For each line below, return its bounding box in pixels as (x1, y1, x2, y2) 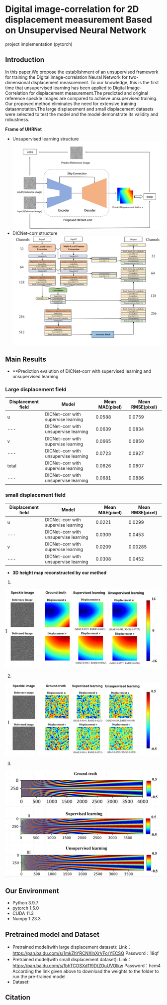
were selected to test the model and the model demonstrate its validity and (5, 111, 159, 117)
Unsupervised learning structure (12, 136, 79, 142)
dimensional (5, 79, 30, 85)
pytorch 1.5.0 (12, 905, 39, 911)
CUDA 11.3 (12, 910, 34, 916)
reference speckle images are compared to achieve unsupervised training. (5, 95, 158, 101)
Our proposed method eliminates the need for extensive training (5, 101, 137, 107)
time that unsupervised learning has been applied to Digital (5, 85, 126, 91)
